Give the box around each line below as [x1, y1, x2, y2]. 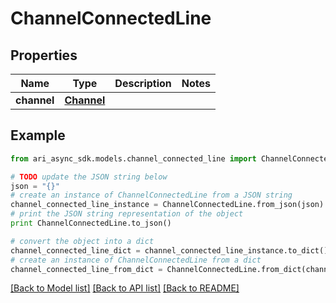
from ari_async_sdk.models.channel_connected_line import [10, 153, 257, 164]
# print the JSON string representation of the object [10, 209, 244, 219]
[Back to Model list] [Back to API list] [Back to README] [10, 282, 240, 294]
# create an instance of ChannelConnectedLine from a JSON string [10, 190, 293, 201]
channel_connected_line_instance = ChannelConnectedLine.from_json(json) [10, 200, 325, 210]
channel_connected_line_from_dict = [10, 264, 163, 274]
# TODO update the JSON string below [10, 172, 168, 182]
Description [114, 77, 172, 90]
